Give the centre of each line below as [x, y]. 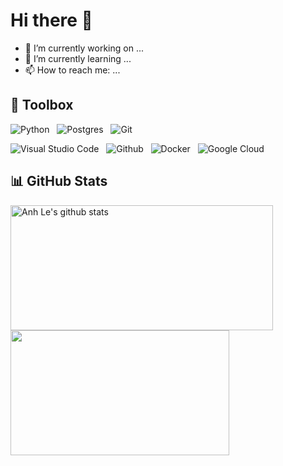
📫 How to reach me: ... [72, 70]
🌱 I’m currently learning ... [78, 58]
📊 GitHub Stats [59, 181]
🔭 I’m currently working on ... [84, 48]
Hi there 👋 [51, 20]
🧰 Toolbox [42, 105]
